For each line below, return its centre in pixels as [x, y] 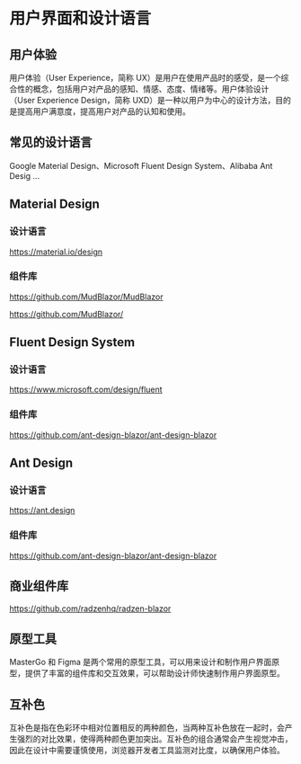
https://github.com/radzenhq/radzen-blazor [90, 609]
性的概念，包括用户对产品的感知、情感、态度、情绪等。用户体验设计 [143, 89]
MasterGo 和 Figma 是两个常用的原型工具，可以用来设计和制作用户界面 [141, 662]
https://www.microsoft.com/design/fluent [86, 390]
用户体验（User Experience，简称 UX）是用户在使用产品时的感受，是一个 [145, 78]
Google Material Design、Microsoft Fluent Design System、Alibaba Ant [141, 165]
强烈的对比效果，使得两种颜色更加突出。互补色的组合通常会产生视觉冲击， [155, 739]
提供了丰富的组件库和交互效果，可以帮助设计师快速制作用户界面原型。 [155, 673]
